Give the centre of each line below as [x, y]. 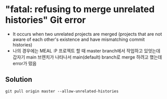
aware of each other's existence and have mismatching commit [79, 39]
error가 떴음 [25, 63]
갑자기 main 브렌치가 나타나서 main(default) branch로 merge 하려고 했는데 [87, 57]
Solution [19, 80]
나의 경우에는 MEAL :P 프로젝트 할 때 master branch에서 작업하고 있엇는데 [86, 51]
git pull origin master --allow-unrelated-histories [62, 91]
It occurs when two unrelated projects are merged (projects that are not [87, 34]
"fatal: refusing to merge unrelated [80, 9]
